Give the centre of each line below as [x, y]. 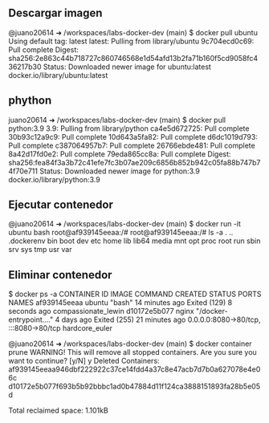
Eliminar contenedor [60, 275]
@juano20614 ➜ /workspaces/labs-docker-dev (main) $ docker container [130, 344]
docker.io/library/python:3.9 [54, 179]
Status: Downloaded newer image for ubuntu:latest [127, 67]
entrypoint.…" [31, 319]
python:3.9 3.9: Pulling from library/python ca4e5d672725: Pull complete [129, 128]
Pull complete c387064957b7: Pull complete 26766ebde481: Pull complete [132, 145]
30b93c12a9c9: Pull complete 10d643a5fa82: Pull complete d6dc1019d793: [133, 136]
